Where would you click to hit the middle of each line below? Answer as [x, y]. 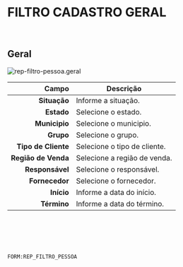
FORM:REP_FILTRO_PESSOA [42, 256]
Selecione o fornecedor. [116, 181]
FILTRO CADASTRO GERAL [87, 12]
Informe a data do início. [116, 192]
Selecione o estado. [109, 112]
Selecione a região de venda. [124, 158]
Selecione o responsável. [118, 169]
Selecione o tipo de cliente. [121, 146]
